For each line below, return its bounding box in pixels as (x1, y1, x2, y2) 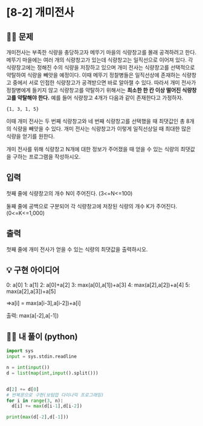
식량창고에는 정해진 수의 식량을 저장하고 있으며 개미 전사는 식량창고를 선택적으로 (6, 64, 195, 71)
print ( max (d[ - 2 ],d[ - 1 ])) (6, 414, 69, 421)
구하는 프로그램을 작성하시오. (12, 153, 81, 160)
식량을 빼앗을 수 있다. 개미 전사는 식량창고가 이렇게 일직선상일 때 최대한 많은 (12, 125, 192, 132)
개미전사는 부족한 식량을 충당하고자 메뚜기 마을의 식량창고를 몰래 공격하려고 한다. (6, 49, 197, 56)
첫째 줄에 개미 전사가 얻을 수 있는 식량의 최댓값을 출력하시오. (6, 246, 148, 253)
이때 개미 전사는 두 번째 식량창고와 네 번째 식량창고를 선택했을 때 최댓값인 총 (6, 117, 185, 125)
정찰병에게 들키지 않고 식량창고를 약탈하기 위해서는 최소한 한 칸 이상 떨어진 (6, 87, 181, 94)
